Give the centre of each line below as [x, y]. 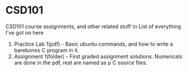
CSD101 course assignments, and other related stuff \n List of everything [93, 26]
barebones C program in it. [46, 50]
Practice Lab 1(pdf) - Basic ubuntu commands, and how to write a [93, 44]
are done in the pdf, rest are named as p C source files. [80, 63]
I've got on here [25, 32]
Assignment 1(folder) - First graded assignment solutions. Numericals [98, 56]
